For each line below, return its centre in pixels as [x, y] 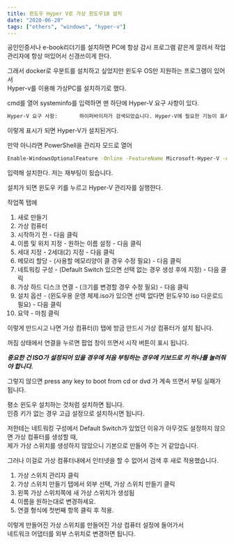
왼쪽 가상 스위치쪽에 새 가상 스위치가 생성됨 [76, 493]
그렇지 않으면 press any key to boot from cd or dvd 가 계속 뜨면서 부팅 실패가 [114, 381]
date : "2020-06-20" [36, 20]
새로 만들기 [32, 218]
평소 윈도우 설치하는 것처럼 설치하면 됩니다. [66, 405]
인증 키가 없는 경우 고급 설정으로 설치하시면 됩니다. [76, 414]
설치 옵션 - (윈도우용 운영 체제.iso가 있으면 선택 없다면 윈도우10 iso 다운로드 [120, 296]
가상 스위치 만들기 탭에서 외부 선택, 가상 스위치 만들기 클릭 [96, 484]
